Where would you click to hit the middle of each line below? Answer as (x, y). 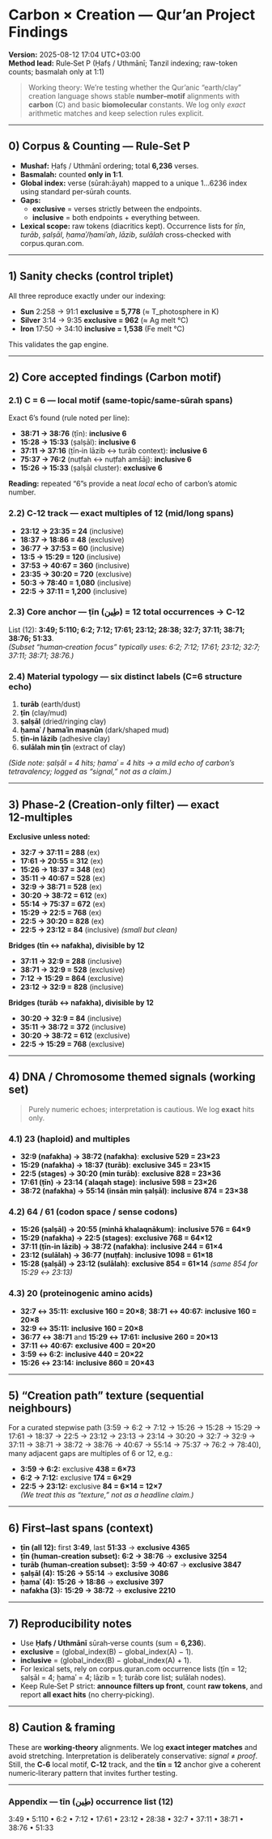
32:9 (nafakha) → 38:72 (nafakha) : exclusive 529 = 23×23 (120, 1157)
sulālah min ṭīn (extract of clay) (73, 747)
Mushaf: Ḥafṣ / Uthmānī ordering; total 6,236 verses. (109, 166)
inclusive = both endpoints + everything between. (116, 217)
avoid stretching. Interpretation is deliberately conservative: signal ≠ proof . (133, 1756)
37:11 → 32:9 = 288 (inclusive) (71, 961)
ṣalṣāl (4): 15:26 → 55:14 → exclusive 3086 (94, 1574)
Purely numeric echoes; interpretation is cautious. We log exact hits (141, 1109)
